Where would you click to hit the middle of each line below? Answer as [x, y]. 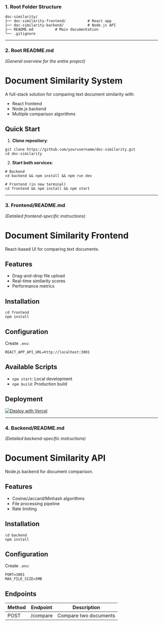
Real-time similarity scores [39, 281]
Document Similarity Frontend [67, 235]
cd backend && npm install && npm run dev [49, 176]
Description [86, 608]
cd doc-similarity [24, 154]
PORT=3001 [15, 575]
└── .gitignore [20, 34]
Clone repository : [30, 141]
